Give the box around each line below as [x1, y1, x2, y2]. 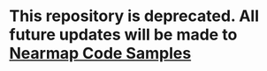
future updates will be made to [9, 25, 238, 45]
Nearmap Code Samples [9, 44, 192, 63]
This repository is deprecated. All [9, 6, 259, 26]
